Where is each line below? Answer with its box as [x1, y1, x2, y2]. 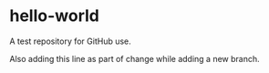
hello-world [9, 5, 100, 26]
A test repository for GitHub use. [9, 36, 132, 47]
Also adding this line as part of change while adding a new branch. [9, 53, 260, 64]
